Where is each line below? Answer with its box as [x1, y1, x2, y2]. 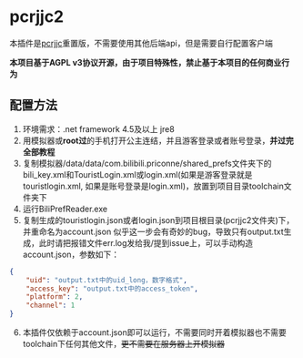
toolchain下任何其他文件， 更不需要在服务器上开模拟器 [22, 339, 226, 349]
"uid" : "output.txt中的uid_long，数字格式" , [25, 275, 188, 284]
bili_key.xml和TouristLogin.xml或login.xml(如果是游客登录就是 [22, 169, 253, 179]
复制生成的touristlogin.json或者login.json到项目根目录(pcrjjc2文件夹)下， [22, 214, 295, 225]
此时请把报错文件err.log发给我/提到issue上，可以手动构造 [38, 237, 253, 248]
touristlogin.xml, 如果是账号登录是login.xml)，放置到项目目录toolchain [22, 180, 284, 191]
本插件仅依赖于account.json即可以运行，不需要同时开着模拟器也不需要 [22, 327, 287, 338]
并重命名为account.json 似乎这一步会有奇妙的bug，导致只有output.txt [22, 226, 284, 237]
